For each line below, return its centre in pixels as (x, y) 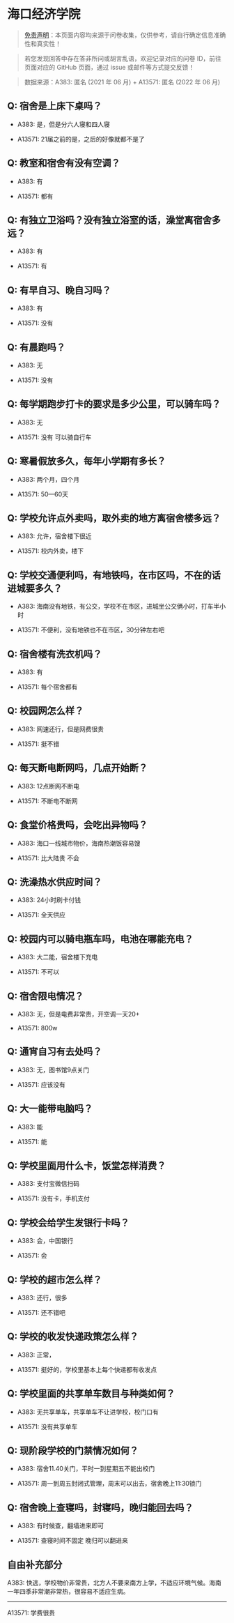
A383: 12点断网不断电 (48, 786)
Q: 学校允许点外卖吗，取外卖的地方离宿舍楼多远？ (114, 518)
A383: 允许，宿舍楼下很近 (54, 536)
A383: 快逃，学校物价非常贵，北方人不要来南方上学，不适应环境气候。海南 (114, 1583)
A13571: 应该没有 (41, 1084)
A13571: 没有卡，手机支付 (54, 1198)
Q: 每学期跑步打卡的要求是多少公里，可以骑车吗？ (114, 404)
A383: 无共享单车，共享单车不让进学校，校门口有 (88, 1412)
